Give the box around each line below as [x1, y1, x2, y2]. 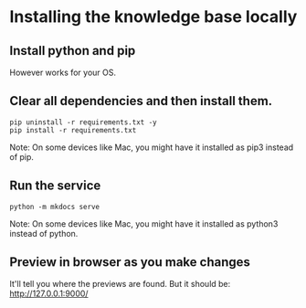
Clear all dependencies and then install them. [9, 93, 273, 109]
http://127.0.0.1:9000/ [9, 288, 89, 299]
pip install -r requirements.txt [9, 125, 137, 134]
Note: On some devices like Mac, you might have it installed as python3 [9, 218, 279, 229]
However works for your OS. [9, 67, 117, 78]
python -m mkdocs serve [9, 202, 100, 211]
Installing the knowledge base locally [9, 6, 298, 27]
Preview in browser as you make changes [9, 254, 251, 271]
